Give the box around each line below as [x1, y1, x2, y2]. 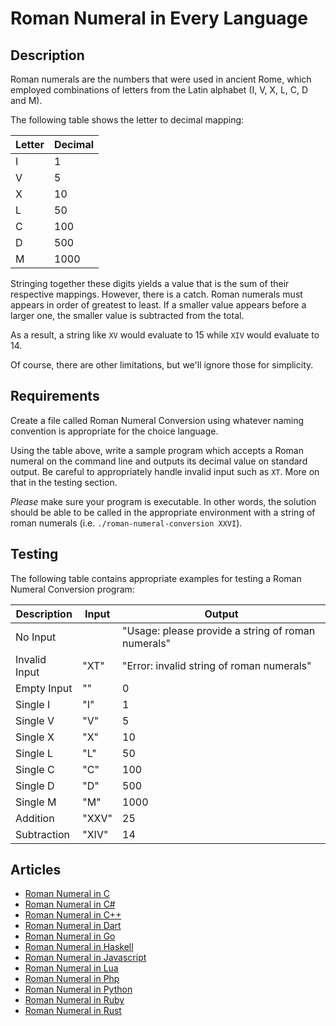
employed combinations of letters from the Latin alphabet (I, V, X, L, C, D [10, 84, 309, 96]
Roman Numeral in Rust [24, 1005, 122, 1017]
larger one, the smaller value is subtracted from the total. [10, 310, 245, 321]
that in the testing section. [10, 476, 118, 488]
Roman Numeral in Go [24, 930, 116, 942]
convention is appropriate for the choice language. [10, 425, 219, 437]
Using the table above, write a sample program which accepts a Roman [10, 444, 304, 456]
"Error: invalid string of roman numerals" [122, 658, 312, 672]
